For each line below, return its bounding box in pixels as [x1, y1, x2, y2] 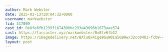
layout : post [5, 40, 32, 45]
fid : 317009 [5, 21, 30, 26]
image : [5, 35, 19, 40]
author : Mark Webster [5, 7, 50, 12]
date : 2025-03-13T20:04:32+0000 [5, 12, 72, 17]
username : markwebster [5, 16, 52, 21]
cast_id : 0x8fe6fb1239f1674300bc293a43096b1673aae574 [5, 26, 120, 31]
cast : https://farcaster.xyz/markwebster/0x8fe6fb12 [5, 30, 117, 35]
